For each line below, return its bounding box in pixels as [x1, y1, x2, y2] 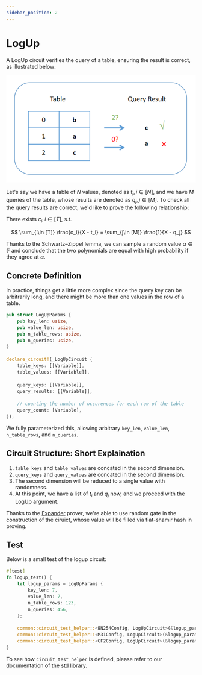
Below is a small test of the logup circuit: [6, 556, 106, 563]
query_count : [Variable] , [17, 407, 82, 413]
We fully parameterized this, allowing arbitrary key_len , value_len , [6, 424, 170, 432]
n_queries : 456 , [28, 606, 69, 612]
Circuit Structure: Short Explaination [6, 448, 145, 459]
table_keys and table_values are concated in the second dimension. [14, 464, 185, 471]
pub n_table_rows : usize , [17, 331, 82, 337]
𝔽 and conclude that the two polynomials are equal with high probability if [6, 247, 189, 254]
